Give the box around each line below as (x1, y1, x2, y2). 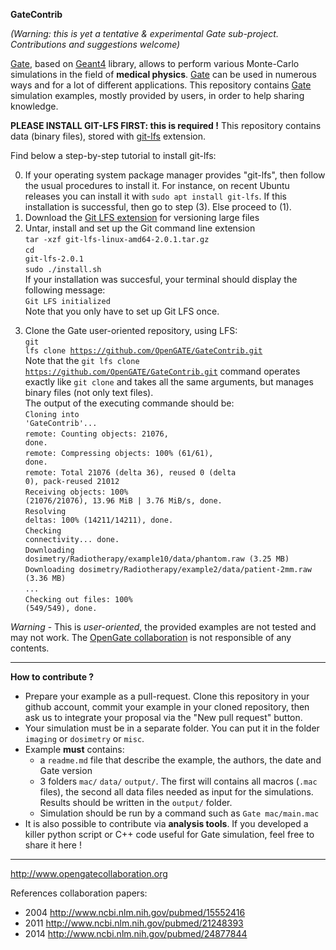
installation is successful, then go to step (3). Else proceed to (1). (24, 201, 292, 213)
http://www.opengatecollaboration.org (10, 868, 168, 879)
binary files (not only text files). (24, 387, 154, 398)
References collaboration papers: (10, 887, 148, 899)
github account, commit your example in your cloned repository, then (24, 701, 310, 713)
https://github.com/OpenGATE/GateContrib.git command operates (24, 365, 301, 377)
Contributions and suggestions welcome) (10, 39, 181, 50)
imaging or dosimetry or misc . (24, 733, 145, 744)
